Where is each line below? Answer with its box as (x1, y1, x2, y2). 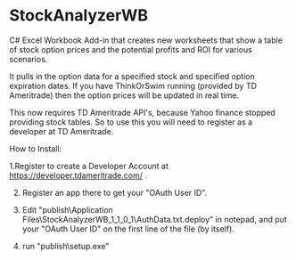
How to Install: (9, 143, 62, 154)
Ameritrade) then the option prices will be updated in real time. (9, 90, 239, 101)
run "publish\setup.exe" (21, 240, 110, 251)
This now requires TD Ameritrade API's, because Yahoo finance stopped (9, 107, 276, 118)
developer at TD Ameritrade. (9, 126, 114, 136)
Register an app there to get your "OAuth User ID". (21, 187, 208, 198)
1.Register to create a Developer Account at (9, 160, 169, 171)
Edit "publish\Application (21, 204, 113, 215)
